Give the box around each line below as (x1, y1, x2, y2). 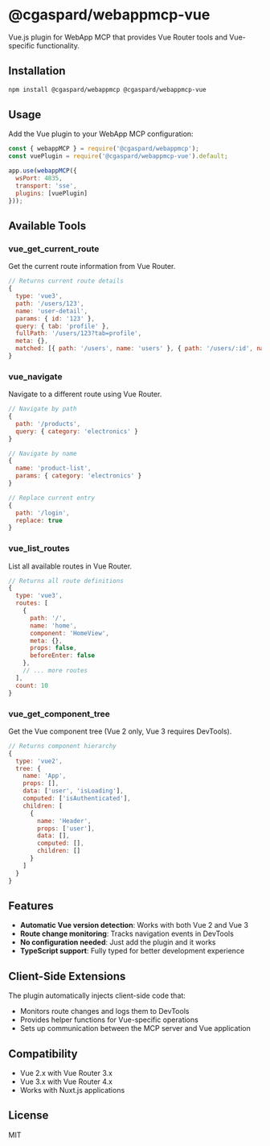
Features (8, 899, 54, 912)
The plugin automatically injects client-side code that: (8, 991, 186, 1000)
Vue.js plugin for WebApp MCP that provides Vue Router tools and (8, 32, 227, 42)
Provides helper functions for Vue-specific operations (19, 1015, 198, 1024)
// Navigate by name (8, 449, 78, 457)
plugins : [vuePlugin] (15, 189, 88, 197)
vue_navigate (8, 370, 63, 382)
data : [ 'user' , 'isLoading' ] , (22, 787, 125, 795)
